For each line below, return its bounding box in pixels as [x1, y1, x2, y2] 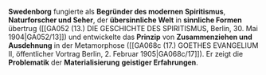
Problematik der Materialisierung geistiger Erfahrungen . [8, 57, 199, 67]
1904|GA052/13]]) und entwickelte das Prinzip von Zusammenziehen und [8, 32, 252, 41]
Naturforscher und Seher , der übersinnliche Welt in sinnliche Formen [8, 15, 243, 25]
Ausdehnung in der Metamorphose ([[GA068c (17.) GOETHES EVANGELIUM [8, 41, 259, 50]
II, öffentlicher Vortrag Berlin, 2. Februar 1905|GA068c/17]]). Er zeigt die [8, 49, 244, 58]
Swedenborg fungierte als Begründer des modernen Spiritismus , [8, 7, 226, 16]
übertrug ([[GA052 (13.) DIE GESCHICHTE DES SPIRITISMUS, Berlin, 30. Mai [8, 24, 259, 33]
